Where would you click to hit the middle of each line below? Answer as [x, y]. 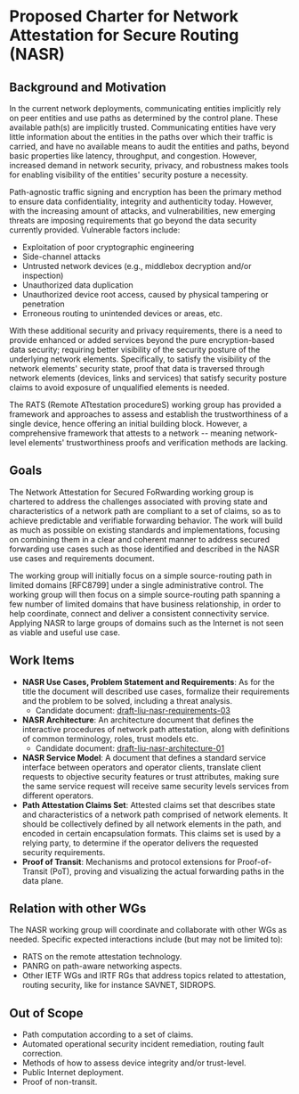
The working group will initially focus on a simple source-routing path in [141, 576]
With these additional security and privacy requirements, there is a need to [146, 331]
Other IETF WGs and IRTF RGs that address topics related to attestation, [154, 976]
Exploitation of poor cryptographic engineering [108, 247]
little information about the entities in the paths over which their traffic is [141, 137]
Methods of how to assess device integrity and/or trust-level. [134, 1063]
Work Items [42, 661]
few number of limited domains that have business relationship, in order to [145, 604]
